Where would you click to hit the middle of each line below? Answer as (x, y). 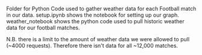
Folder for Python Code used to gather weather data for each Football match (101, 9)
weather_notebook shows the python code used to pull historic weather (96, 21)
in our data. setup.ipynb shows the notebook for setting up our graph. (93, 15)
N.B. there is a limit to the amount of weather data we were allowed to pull (98, 39)
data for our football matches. (43, 27)
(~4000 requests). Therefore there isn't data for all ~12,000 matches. (92, 45)
